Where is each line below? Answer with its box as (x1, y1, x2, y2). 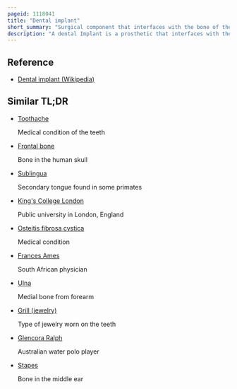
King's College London (17, 196, 85, 205)
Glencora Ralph (17, 333, 63, 342)
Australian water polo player (17, 347, 100, 356)
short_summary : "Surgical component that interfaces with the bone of (7, 23, 219, 30)
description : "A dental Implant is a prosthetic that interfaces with (7, 30, 219, 37)
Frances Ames (17, 251, 60, 260)
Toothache (17, 114, 49, 122)
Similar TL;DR (7, 95, 68, 108)
